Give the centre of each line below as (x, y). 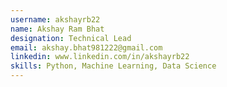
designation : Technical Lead (71, 38)
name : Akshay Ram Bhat (57, 29)
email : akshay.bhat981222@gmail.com (86, 47)
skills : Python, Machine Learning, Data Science (113, 66)
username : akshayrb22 (55, 19)
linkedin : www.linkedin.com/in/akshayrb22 (100, 57)
